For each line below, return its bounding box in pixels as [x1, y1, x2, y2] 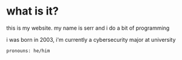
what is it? [6, 4, 59, 18]
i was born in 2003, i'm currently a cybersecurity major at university [6, 36, 176, 43]
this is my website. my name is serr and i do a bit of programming [6, 24, 170, 32]
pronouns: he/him [6, 47, 50, 54]
